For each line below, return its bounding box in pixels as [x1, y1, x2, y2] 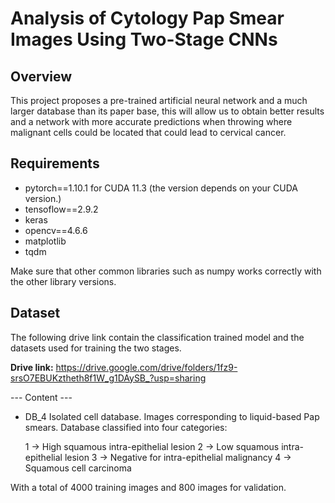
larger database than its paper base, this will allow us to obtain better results [10, 105, 325, 117]
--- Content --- [10, 391, 73, 403]
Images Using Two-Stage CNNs [10, 28, 278, 51]
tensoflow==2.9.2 [24, 203, 99, 215]
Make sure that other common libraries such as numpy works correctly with [10, 265, 322, 277]
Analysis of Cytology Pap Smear [10, 7, 285, 30]
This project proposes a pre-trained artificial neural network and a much [10, 95, 308, 106]
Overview [10, 68, 73, 85]
